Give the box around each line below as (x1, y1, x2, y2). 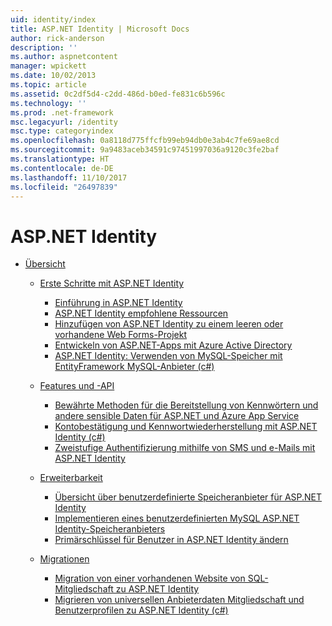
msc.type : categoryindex (10, 126, 114, 136)
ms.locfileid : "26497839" (10, 182, 118, 192)
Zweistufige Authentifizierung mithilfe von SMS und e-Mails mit (54, 442, 316, 454)
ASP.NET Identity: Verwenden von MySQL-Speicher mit (54, 350, 283, 362)
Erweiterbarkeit (39, 472, 103, 484)
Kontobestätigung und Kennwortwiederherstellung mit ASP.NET (54, 421, 318, 433)
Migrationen (39, 553, 90, 565)
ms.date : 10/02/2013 (10, 71, 97, 81)
